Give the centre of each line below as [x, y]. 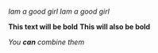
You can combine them [46, 42]
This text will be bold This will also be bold [79, 26]
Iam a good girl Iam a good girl [59, 11]
